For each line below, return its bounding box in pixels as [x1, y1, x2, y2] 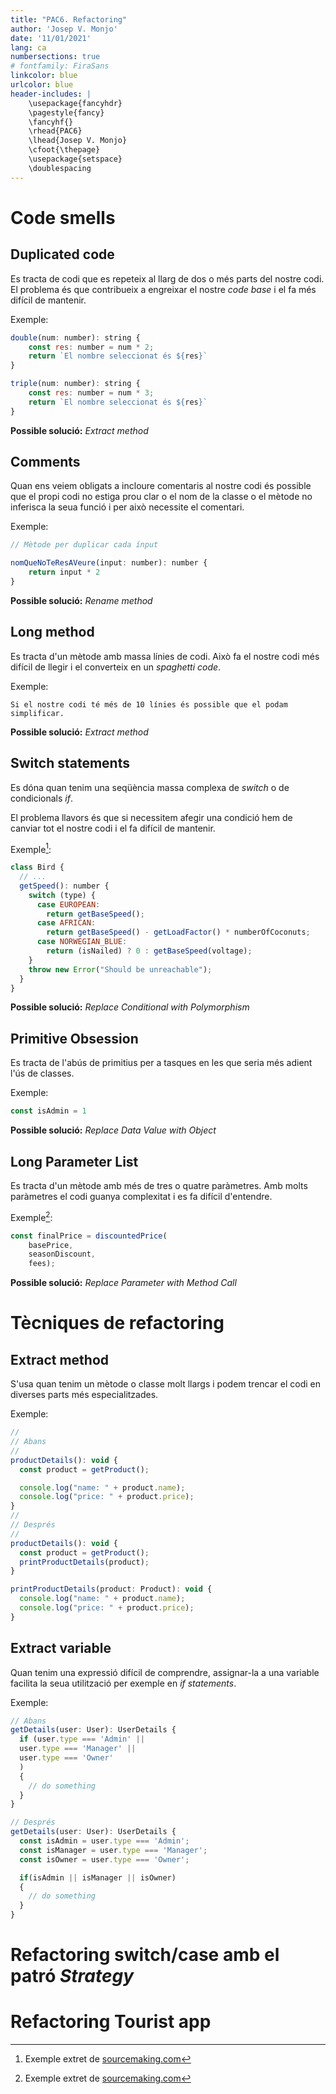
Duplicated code [10, 246, 115, 263]
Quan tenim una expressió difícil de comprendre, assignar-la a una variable [10, 1666, 320, 1678]
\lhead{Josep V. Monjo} [28, 136, 128, 146]
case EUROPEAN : [36, 899, 101, 910]
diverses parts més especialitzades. [10, 1389, 159, 1401]
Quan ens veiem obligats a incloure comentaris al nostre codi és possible [10, 480, 312, 492]
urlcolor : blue [10, 80, 74, 90]
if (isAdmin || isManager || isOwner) [19, 1872, 177, 1883]
